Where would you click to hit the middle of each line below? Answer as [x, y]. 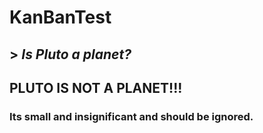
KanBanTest [60, 17]
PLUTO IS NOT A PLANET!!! [96, 87]
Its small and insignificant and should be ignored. [131, 116]
